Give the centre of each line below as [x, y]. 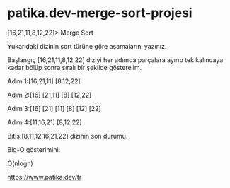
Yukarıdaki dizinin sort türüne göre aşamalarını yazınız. [87, 46]
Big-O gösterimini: [34, 149]
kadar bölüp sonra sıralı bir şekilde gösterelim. [75, 67]
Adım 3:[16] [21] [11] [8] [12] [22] [54, 108]
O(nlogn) [20, 163]
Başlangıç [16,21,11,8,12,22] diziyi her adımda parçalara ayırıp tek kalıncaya [115, 60]
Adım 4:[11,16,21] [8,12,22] [45, 122]
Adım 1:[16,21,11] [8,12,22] [44, 81]
